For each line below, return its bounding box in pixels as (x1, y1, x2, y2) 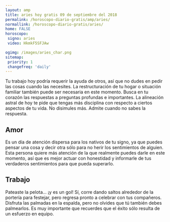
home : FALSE (5, 27, 31, 32)
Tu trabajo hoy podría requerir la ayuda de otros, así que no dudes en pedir (5, 78, 163, 84)
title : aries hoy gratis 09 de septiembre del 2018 (5, 12, 117, 17)
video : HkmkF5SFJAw (7, 41, 49, 46)
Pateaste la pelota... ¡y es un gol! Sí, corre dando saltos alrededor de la (5, 189, 154, 195)
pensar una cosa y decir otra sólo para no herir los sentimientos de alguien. (5, 144, 164, 151)
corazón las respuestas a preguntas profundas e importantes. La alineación (5, 94, 164, 101)
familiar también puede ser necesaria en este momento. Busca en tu (5, 89, 149, 95)
